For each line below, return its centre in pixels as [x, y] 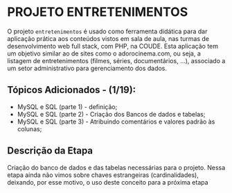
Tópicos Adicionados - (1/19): [72, 90]
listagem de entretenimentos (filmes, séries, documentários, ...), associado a [116, 60]
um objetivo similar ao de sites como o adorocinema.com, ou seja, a [104, 53]
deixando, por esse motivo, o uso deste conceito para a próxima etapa [108, 182]
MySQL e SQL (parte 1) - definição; [67, 107]
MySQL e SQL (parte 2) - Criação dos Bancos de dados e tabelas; [111, 114]
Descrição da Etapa [50, 151]
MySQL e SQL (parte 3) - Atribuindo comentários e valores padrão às [116, 121]
